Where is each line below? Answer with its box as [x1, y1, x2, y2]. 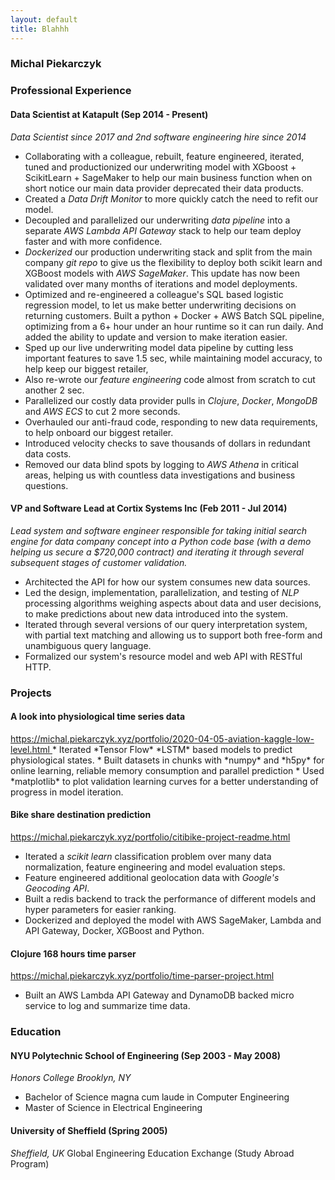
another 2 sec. [24, 384, 85, 396]
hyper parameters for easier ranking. [24, 904, 177, 916]
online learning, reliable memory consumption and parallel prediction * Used [10, 764, 325, 776]
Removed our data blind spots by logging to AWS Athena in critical [24, 458, 299, 470]
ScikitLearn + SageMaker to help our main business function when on [24, 171, 313, 183]
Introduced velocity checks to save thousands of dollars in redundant [24, 437, 311, 449]
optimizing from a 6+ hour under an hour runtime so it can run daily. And [24, 320, 324, 332]
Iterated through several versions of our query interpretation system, [24, 618, 308, 630]
